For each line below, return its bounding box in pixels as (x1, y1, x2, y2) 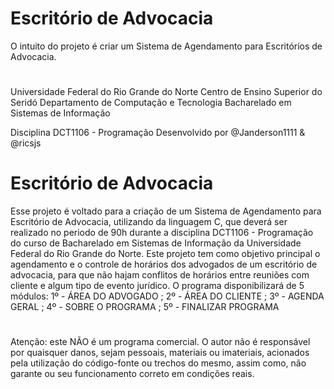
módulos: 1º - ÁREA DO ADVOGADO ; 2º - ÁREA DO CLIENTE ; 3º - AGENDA (10, 290, 325, 302)
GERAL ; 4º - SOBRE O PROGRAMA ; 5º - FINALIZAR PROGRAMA (10, 301, 280, 313)
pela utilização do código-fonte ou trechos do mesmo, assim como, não (10, 357, 307, 369)
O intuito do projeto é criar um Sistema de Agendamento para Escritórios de (10, 40, 323, 52)
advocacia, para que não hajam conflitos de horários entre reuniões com (10, 269, 310, 281)
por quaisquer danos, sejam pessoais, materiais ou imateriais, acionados (10, 347, 310, 359)
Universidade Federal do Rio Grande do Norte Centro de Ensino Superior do (10, 86, 323, 98)
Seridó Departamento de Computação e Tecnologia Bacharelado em (10, 97, 292, 109)
